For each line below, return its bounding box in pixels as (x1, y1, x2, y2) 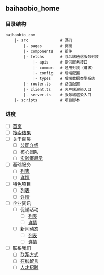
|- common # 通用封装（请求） (32, 65, 95, 70)
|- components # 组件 (23, 49, 72, 54)
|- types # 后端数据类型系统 (32, 76, 95, 81)
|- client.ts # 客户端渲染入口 (23, 87, 92, 92)
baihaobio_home (5, 4, 60, 13)
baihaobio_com (5, 32, 36, 37)
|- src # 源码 (14, 38, 72, 43)
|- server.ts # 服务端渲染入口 (23, 92, 92, 97)
